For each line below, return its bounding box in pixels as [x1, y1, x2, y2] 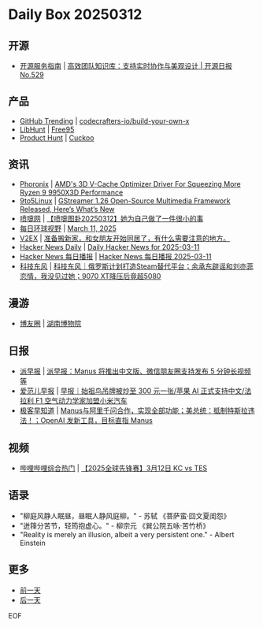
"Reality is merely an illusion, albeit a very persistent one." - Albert [19, 529, 235, 539]
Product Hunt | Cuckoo [19, 132, 94, 143]
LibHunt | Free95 [19, 124, 75, 134]
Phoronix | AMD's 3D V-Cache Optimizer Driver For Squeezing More [19, 179, 242, 188]
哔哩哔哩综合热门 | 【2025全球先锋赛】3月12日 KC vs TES [19, 463, 208, 473]
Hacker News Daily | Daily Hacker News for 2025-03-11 [19, 242, 200, 251]
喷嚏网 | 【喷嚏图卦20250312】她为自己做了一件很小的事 [19, 213, 204, 223]
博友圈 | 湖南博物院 [19, 319, 82, 328]
